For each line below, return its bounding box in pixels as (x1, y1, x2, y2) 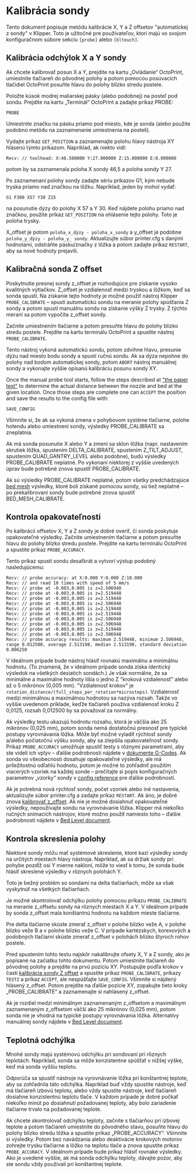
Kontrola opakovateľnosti (6, 512, 101, 522)
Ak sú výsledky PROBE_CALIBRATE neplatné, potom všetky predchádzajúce (6, 476, 190, 483)
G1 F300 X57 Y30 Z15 (6, 195, 57, 200)
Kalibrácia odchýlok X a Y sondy (6, 53, 127, 63)
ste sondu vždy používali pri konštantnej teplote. (6, 1161, 123, 1167)
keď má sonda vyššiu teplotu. (6, 1063, 77, 1070)
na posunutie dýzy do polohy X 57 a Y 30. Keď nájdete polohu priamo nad (6, 204, 184, 212)
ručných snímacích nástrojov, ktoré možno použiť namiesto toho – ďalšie (6, 810, 181, 818)
